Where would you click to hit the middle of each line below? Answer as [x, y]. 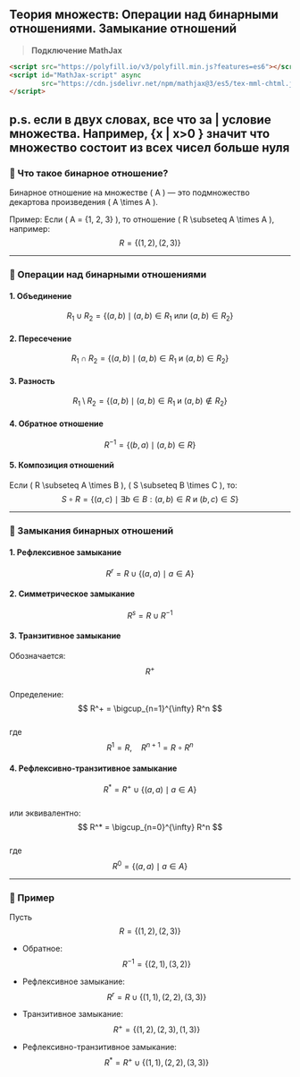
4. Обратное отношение [57, 423]
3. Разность [32, 380]
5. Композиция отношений [62, 466]
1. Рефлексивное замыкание [66, 552]
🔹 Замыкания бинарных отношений [92, 530]
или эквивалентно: [45, 813]
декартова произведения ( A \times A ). [84, 202]
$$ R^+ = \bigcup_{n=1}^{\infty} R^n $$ [150, 709]
